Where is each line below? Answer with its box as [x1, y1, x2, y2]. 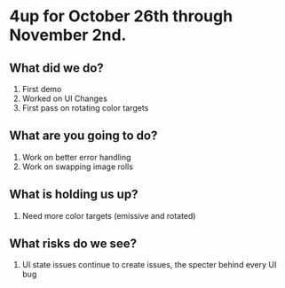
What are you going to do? [9, 128, 158, 144]
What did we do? [9, 60, 104, 75]
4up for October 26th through [9, 6, 234, 27]
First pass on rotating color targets [21, 103, 149, 113]
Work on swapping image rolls [21, 161, 133, 172]
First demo [21, 84, 62, 94]
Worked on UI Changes [21, 93, 108, 104]
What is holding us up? [9, 187, 139, 202]
